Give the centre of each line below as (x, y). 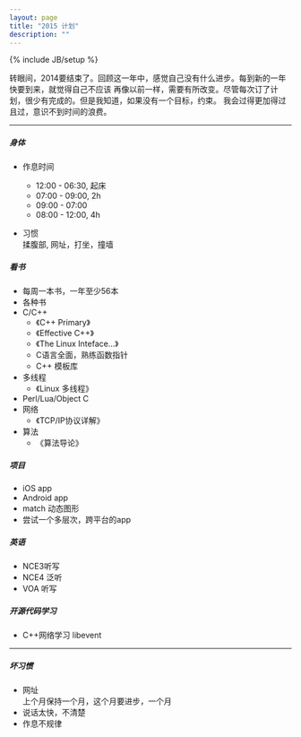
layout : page (34, 17)
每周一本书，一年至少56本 (70, 291)
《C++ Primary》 (63, 323)
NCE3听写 (41, 567)
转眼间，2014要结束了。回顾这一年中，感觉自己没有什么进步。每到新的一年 (148, 78)
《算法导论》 (59, 443)
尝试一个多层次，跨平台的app (77, 520)
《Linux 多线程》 (64, 389)
